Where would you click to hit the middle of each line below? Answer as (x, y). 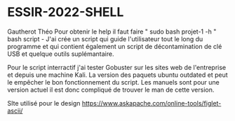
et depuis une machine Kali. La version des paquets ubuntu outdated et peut (117, 75)
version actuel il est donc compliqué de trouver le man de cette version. (111, 90)
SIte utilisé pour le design (44, 103)
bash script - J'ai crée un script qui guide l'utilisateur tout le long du (105, 38)
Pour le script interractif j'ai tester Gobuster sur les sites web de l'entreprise (117, 67)
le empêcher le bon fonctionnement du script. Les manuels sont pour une (113, 82)
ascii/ (15, 111)
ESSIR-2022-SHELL (66, 12)
